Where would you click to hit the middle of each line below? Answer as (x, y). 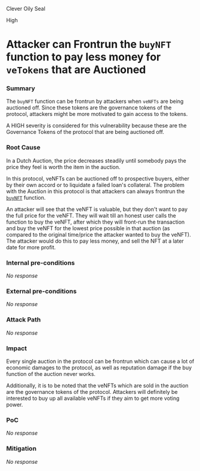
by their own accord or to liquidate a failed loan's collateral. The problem (96, 185)
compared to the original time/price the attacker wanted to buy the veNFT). (99, 234)
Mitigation (21, 449)
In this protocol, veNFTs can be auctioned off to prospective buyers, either (98, 178)
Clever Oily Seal (26, 9)
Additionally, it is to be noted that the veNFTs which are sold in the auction (98, 386)
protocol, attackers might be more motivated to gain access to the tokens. (97, 114)
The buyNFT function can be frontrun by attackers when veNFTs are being (95, 102)
